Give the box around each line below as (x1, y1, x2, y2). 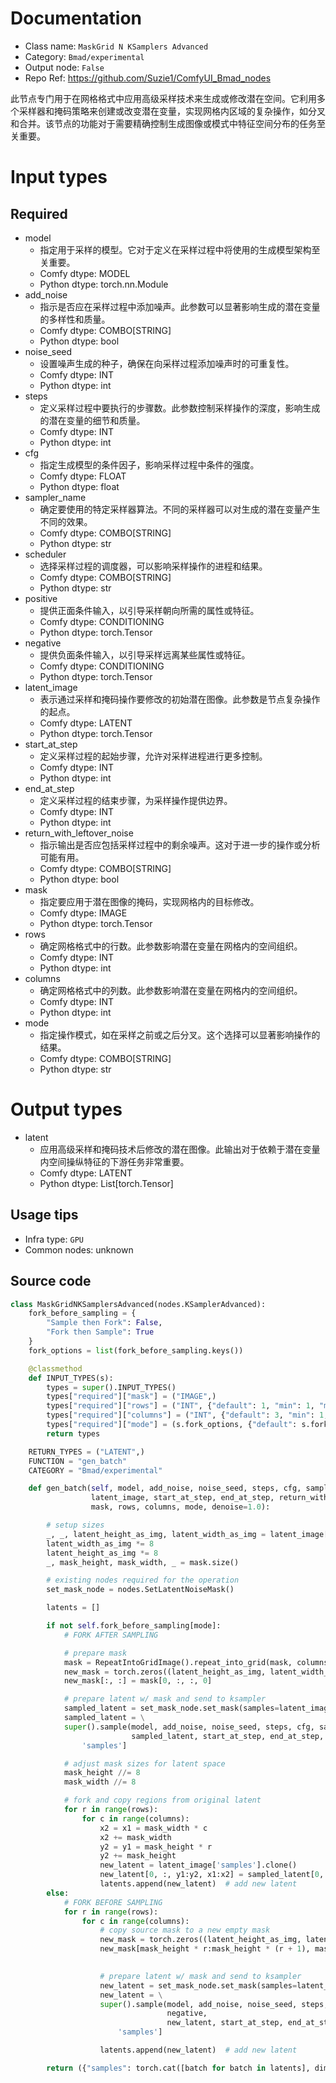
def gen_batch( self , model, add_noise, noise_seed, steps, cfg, (28, 1483, 302, 1494)
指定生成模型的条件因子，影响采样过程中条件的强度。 (39, 458, 260, 471)
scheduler (24, 548, 67, 560)
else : (46, 1888, 70, 1898)
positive (24, 592, 58, 604)
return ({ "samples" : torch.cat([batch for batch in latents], (46, 2063, 311, 2073)
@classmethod (28, 1363, 83, 1374)
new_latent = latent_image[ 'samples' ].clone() (99, 1860, 298, 1871)
